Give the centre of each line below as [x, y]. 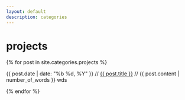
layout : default [26, 11]
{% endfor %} [23, 91]
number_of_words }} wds [37, 80]
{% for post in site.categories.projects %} [57, 62]
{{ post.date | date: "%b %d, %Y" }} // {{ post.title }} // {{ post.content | [93, 74]
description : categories [37, 17]
